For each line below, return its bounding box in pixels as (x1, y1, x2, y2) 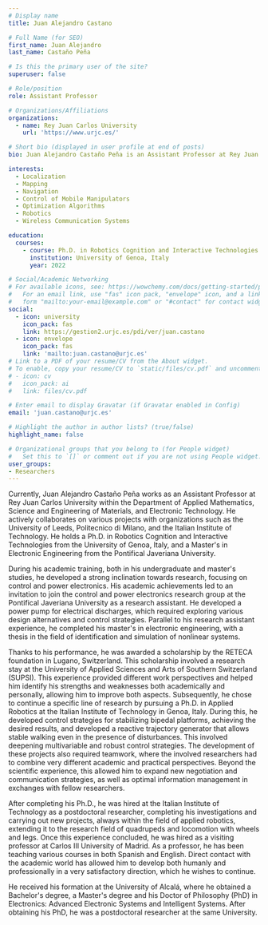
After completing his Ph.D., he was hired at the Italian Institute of (8, 799, 219, 808)
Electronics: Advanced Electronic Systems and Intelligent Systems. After (8, 899, 246, 909)
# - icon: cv (8, 372, 52, 380)
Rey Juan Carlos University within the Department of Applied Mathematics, (8, 498, 255, 507)
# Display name (8, 11, 59, 20)
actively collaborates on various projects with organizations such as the (8, 514, 244, 524)
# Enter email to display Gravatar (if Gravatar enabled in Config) (8, 401, 241, 410)
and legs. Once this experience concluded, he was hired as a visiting (8, 832, 235, 843)
